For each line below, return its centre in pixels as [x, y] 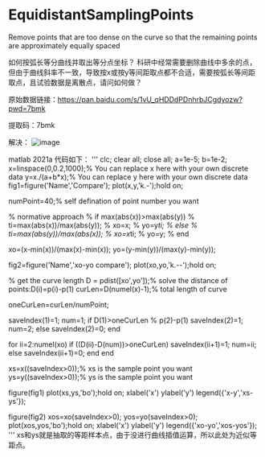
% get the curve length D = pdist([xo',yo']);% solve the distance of [118, 280]
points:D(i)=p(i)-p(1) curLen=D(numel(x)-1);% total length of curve [118, 289]
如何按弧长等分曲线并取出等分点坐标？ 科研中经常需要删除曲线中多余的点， [132, 62]
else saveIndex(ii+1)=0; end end [61, 352]
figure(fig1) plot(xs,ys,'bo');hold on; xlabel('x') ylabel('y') [101, 393]
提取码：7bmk [32, 125]
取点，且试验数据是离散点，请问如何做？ [75, 82]
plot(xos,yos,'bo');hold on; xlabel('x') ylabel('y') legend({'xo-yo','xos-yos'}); [133, 425]
